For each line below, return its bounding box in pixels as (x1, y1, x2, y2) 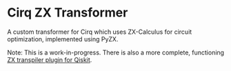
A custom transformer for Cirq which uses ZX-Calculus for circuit (7, 28, 192, 36)
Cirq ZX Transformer (7, 5, 128, 21)
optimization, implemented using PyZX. (7, 34, 119, 43)
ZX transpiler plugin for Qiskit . (7, 55, 92, 63)
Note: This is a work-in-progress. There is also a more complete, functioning (7, 48, 225, 57)
